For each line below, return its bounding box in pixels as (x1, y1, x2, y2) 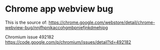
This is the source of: (5, 19, 48, 25)
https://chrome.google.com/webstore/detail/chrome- (48, 19, 155, 25)
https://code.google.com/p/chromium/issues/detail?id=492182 (5, 39, 132, 45)
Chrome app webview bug (5, 3, 114, 15)
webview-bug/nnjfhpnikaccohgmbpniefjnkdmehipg (5, 24, 108, 30)
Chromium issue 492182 (5, 34, 54, 40)
